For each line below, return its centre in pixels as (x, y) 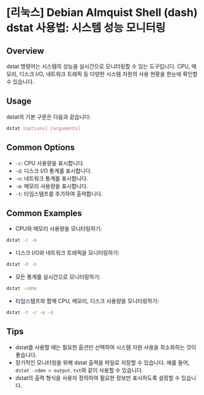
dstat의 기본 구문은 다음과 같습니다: (49, 116)
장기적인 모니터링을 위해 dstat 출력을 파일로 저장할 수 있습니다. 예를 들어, (102, 363)
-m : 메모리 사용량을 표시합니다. (51, 186)
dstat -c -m (21, 240)
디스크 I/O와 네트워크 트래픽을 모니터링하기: (67, 253)
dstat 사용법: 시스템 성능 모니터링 (86, 28)
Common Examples (44, 213)
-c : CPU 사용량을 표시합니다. (50, 163)
